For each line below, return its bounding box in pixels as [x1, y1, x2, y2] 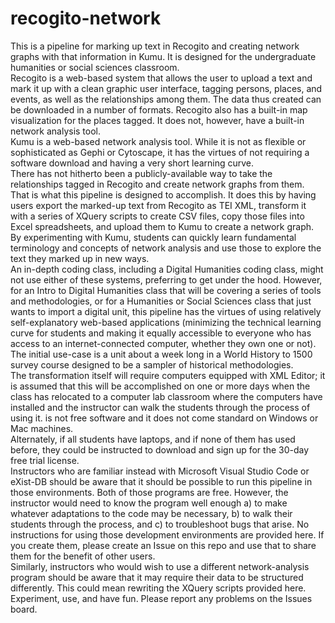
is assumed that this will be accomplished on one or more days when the [10, 380, 311, 392]
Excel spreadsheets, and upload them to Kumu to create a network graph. [10, 220, 315, 232]
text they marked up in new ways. [10, 252, 150, 264]
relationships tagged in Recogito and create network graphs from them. [10, 178, 305, 190]
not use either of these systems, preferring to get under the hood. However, [10, 273, 323, 286]
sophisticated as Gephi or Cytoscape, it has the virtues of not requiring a [10, 146, 310, 158]
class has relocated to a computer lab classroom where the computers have [10, 390, 323, 402]
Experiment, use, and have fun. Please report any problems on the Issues [10, 592, 313, 604]
